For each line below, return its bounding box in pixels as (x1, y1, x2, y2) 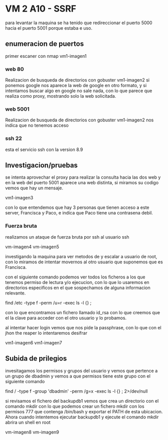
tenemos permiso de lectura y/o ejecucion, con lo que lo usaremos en (5, 279, 149, 285)
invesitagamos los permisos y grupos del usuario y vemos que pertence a (5, 368, 158, 374)
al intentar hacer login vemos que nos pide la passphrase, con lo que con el (5, 324, 161, 330)
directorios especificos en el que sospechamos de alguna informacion (5, 284, 150, 290)
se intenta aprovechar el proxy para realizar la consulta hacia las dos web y (5, 174, 161, 180)
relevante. (5, 290, 26, 296)
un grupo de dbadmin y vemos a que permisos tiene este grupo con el (5, 373, 150, 379)
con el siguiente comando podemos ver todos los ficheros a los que (5, 274, 145, 280)
